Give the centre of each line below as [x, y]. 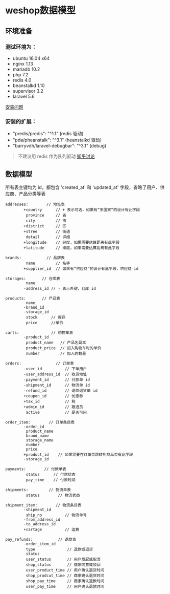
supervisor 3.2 [28, 91]
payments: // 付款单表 [36, 469]
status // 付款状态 [51, 474]
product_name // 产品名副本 [56, 343]
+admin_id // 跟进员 [53, 407]
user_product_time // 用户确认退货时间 [65, 570]
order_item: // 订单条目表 [40, 422]
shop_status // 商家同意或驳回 [63, 565]
